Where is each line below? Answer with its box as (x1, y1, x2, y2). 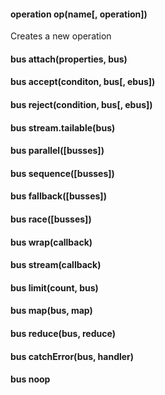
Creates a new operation (10, 30, 112, 42)
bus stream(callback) (10, 259, 102, 271)
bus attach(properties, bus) (10, 53, 128, 65)
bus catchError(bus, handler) (10, 350, 135, 362)
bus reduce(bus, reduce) (10, 327, 116, 339)
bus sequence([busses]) (10, 167, 115, 179)
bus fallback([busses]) (10, 190, 107, 202)
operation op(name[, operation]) (10, 8, 148, 20)
